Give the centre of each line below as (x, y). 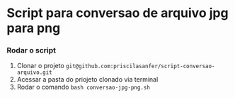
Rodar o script (31, 50)
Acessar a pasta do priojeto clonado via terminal (87, 80)
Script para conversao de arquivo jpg (117, 13)
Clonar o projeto (40, 66)
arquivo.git (34, 72)
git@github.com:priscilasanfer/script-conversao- (140, 66)
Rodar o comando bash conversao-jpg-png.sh (83, 87)
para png (34, 28)
